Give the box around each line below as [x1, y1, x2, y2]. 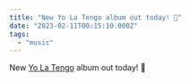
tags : [9, 29, 30, 38]
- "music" [17, 37, 54, 47]
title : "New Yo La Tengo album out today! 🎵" [9, 12, 182, 22]
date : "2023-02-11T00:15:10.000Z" [9, 21, 139, 30]
